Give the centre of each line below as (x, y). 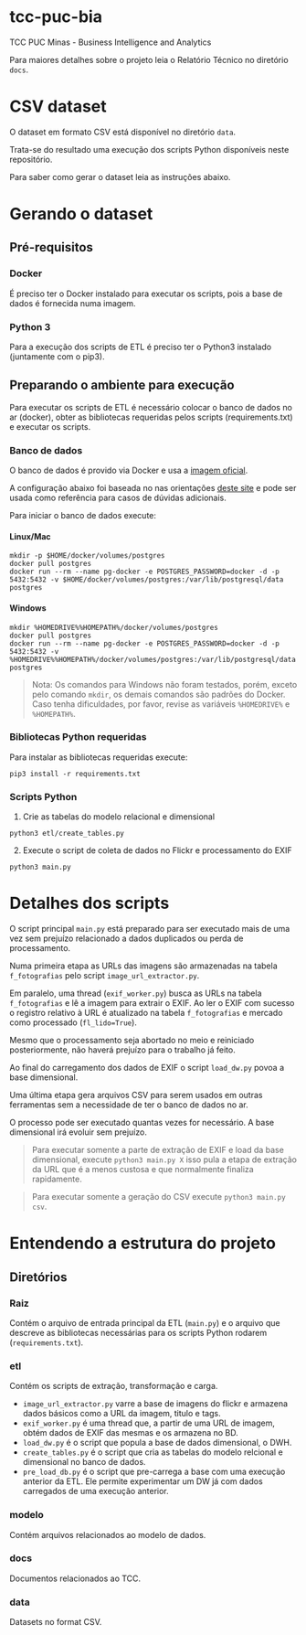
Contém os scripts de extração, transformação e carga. (114, 1386)
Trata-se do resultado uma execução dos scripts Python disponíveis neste (149, 149)
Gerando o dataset (81, 214)
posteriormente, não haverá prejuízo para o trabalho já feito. (122, 1050)
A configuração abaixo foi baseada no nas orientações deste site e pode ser (153, 488)
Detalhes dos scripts (90, 903)
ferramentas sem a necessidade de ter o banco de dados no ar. (129, 1105)
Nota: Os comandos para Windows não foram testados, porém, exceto (164, 684)
